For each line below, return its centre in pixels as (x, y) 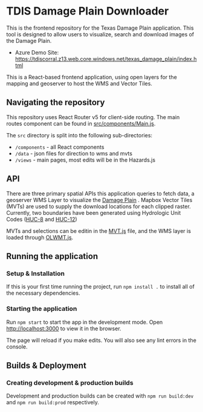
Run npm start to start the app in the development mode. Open (85, 322)
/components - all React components (60, 147)
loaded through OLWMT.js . (40, 237)
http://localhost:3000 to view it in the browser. (64, 329)
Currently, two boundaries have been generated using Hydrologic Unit (94, 212)
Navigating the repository (56, 103)
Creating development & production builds (70, 382)
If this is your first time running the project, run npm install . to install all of (101, 287)
